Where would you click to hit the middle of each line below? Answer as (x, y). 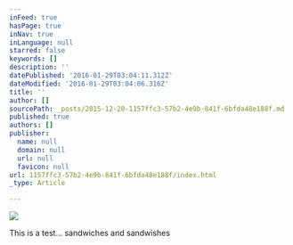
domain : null (41, 150)
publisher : (29, 134)
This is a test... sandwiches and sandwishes (90, 233)
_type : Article (37, 184)
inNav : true (31, 34)
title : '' (28, 92)
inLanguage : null (41, 42)
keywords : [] (33, 59)
